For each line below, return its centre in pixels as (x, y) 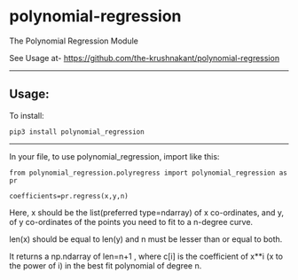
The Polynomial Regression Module (74, 41)
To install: (27, 115)
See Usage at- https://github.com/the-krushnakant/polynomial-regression (145, 58)
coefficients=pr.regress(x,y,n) (69, 196)
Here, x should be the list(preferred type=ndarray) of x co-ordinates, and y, (147, 212)
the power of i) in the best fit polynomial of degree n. (106, 265)
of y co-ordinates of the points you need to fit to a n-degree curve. (131, 222)
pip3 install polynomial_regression (77, 132)
